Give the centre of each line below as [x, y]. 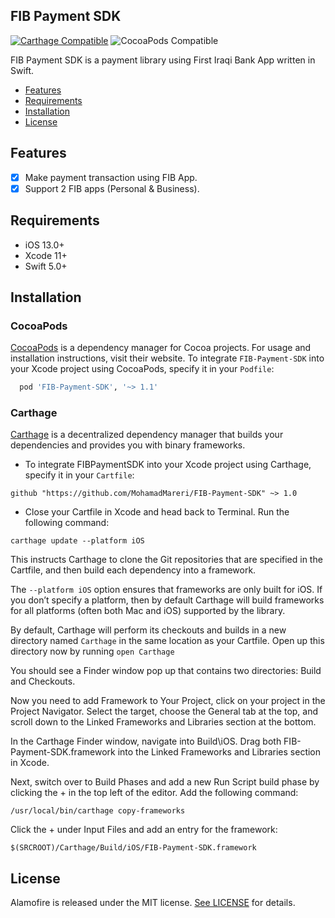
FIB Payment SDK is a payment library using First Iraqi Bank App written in [163, 60]
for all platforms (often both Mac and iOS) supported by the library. [148, 611]
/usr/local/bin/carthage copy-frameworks [98, 811]
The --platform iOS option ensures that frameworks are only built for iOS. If [166, 590]
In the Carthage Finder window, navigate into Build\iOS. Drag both [146, 741]
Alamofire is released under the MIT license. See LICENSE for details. [153, 903]
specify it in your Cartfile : [79, 475]
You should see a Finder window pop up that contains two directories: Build [166, 671]
